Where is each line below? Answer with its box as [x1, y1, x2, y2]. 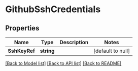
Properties [5, 24, 40, 32]
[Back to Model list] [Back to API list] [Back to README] [5, 60, 122, 66]
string [40, 47, 55, 54]
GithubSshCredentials [5, 4, 101, 15]
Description [59, 39, 89, 46]
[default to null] [93, 47, 130, 54]
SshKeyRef [8, 47, 36, 54]
